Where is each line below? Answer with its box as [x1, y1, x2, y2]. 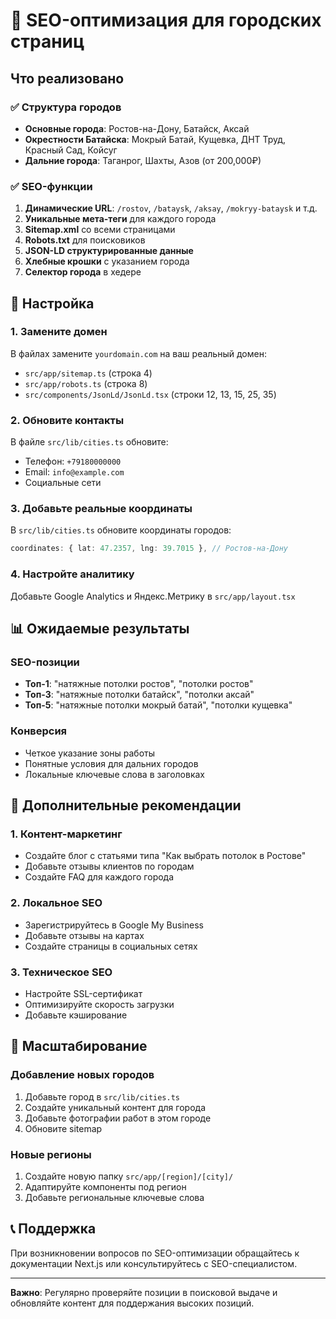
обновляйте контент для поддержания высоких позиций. [10, 1297, 255, 1309]
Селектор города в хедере [24, 266, 142, 278]
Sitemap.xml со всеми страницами [24, 224, 176, 236]
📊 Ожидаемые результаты [10, 620, 190, 638]
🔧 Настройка [10, 295, 95, 312]
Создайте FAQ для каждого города [24, 871, 175, 883]
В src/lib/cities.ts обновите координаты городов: [10, 524, 232, 536]
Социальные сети [24, 477, 102, 489]
